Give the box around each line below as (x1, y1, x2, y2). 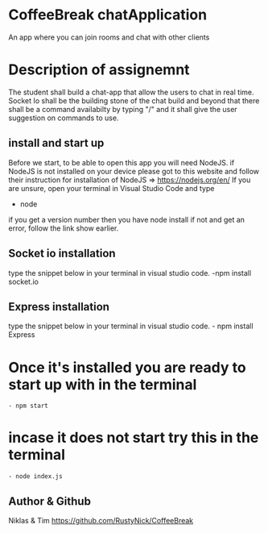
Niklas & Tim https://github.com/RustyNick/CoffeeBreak (8, 516, 194, 525)
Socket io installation (8, 247, 116, 260)
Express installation (8, 300, 110, 314)
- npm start (8, 402, 48, 410)
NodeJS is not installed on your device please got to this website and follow (8, 166, 260, 176)
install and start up (8, 136, 105, 150)
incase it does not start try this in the (8, 429, 259, 447)
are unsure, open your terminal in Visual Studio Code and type (8, 183, 215, 193)
